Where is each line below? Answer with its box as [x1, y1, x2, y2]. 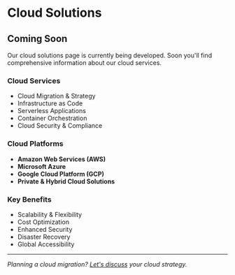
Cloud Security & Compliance [17, 121, 103, 130]
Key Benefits [7, 194, 52, 204]
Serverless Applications [17, 107, 86, 115]
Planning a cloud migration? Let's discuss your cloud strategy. [7, 260, 187, 268]
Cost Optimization [17, 218, 70, 226]
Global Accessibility [17, 239, 75, 248]
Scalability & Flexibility [17, 210, 83, 218]
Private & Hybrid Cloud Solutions [17, 177, 115, 186]
